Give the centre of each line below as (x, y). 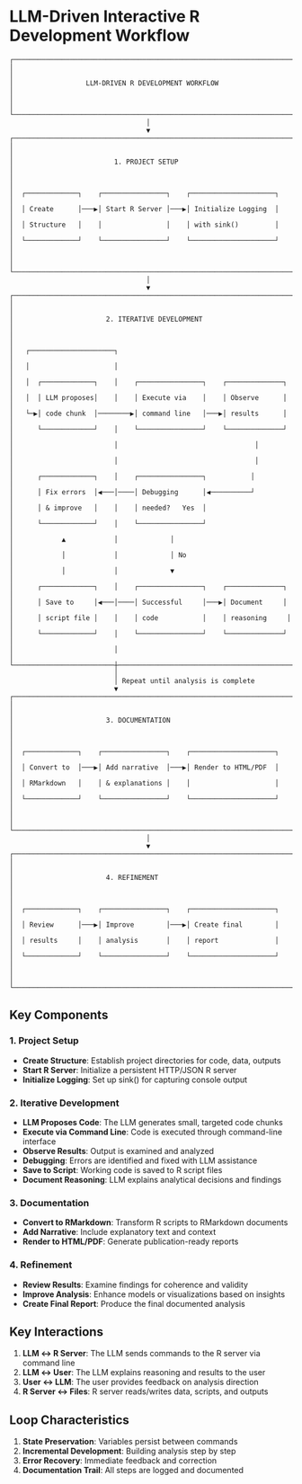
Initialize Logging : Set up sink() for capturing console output (135, 1080)
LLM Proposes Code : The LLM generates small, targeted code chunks (152, 1122)
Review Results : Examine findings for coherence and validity (135, 1284)
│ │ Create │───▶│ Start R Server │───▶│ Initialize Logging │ (144, 209)
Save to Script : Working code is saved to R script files (122, 1169)
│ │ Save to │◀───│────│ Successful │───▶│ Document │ (148, 602)
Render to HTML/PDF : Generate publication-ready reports (130, 1241)
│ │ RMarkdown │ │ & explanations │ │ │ (144, 783)
